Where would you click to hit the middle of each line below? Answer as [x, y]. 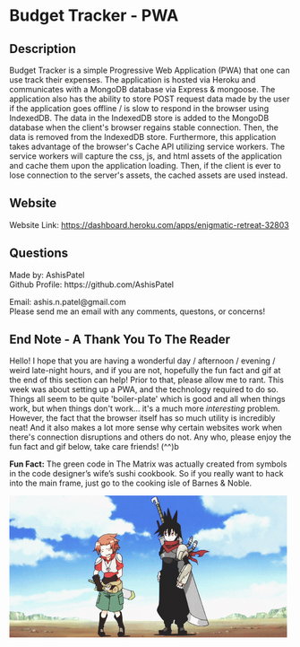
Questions [39, 254]
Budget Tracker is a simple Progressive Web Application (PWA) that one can [150, 70]
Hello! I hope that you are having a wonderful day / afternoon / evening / [142, 361]
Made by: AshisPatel [47, 275]
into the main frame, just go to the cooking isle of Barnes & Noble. [131, 483]
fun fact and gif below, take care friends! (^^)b [94, 447]
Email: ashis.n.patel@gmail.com [68, 302]
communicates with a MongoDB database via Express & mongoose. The [142, 89]
